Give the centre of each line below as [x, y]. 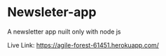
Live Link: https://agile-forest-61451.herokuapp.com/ [83, 45]
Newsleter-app [52, 12]
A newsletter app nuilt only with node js [64, 31]
